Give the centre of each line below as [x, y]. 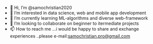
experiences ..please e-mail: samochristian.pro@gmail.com [70, 36]
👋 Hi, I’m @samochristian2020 [41, 8]
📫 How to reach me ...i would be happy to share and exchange [74, 29]
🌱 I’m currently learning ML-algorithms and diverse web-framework [79, 18]
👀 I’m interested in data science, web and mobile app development [78, 13]
